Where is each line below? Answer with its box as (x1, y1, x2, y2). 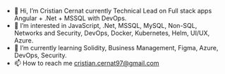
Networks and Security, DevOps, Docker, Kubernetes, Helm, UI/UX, (13, 29, 210, 37)
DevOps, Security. (13, 51, 67, 59)
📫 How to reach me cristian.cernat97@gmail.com (13, 59, 160, 67)
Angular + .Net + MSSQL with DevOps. (13, 14, 127, 22)
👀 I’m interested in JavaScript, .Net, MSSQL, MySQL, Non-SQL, (13, 22, 197, 29)
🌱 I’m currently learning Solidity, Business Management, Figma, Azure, (13, 44, 219, 52)
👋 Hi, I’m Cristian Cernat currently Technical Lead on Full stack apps (13, 7, 212, 15)
